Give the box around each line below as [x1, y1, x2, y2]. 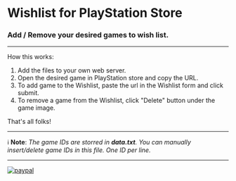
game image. [17, 104, 55, 112]
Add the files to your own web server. [17, 66, 126, 75]
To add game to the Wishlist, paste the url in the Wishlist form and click [17, 81, 223, 89]
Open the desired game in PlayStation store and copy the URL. [17, 74, 199, 82]
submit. [17, 89, 40, 97]
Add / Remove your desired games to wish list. [7, 30, 169, 40]
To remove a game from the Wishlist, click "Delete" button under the [17, 96, 216, 105]
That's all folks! [7, 118, 51, 126]
